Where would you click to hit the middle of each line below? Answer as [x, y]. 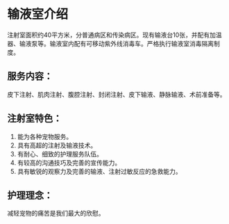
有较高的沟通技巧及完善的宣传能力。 [69, 162]
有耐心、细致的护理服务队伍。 [60, 154]
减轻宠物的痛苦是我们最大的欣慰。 [56, 214]
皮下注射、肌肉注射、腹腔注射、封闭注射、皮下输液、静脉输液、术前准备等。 [117, 94]
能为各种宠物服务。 [45, 136]
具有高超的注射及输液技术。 [57, 145]
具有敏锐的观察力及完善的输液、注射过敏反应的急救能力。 [99, 171]
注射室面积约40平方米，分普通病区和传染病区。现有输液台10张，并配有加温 [114, 35]
